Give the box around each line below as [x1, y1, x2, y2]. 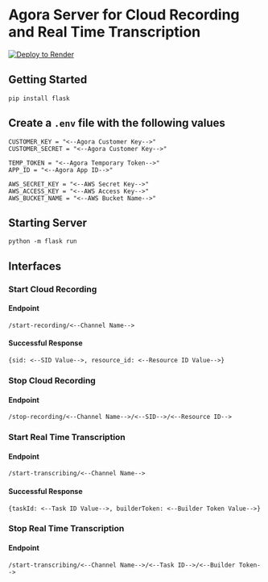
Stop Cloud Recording [8, 375, 97, 387]
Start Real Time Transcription [8, 432, 126, 443]
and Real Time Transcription [8, 23, 201, 41]
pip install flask [8, 94, 70, 103]
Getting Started [8, 73, 88, 86]
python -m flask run [8, 237, 78, 245]
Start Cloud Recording [8, 283, 97, 295]
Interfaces [8, 259, 62, 273]
